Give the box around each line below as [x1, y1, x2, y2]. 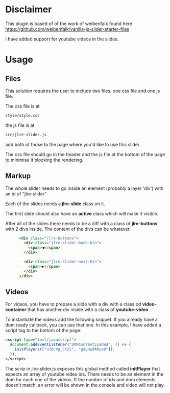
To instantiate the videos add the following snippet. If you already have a [5, 316, 158, 323]
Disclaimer [5, 4, 52, 15]
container [5, 307, 27, 313]
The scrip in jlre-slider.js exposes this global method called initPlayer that [5, 365, 160, 372]
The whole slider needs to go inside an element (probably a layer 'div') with [5, 185, 164, 191]
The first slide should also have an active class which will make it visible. [5, 210, 159, 216]
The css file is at [5, 103, 40, 109]
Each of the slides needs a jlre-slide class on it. [5, 201, 106, 207]
